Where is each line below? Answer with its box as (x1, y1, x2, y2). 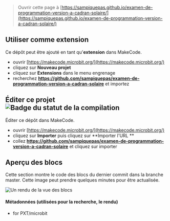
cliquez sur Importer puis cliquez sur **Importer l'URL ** (12, 132, 134, 139)
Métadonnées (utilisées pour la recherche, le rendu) (5, 199, 118, 205)
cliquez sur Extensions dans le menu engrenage (12, 70, 116, 76)
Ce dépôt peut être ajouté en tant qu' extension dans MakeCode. (5, 49, 142, 55)
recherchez (12, 75, 37, 81)
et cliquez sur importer (69, 143, 117, 149)
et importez (104, 80, 130, 86)
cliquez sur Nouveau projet (12, 64, 71, 71)
